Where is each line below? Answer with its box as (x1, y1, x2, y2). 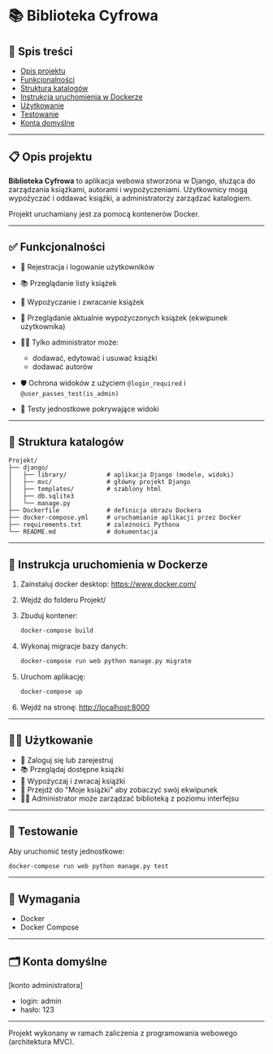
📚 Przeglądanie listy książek (19, 278, 117, 288)
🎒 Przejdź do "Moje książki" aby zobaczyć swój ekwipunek (19, 784, 218, 794)
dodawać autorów (32, 362, 93, 371)
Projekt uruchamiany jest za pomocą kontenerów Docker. (8, 209, 201, 218)
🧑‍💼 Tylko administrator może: (19, 337, 119, 347)
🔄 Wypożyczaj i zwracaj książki (19, 775, 126, 786)
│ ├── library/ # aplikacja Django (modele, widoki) (8, 471, 234, 479)
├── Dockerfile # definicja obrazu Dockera (8, 507, 201, 515)
